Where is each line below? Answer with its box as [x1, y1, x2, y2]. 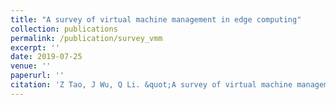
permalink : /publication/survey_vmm [10, 33, 163, 43]
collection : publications [10, 24, 118, 34]
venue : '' [10, 61, 52, 71]
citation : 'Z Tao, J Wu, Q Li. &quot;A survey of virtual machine [10, 80, 293, 90]
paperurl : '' [10, 71, 65, 81]
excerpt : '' [10, 42, 60, 53]
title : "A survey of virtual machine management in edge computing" [10, 14, 302, 25]
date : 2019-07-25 [10, 52, 83, 62]
